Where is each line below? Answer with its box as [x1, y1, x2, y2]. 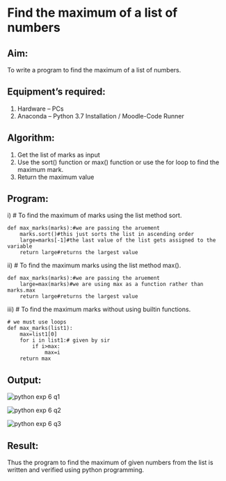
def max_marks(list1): [7, 325, 73, 332]
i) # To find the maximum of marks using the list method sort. [7, 211, 182, 220]
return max [19, 355, 51, 363]
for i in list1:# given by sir [19, 337, 111, 344]
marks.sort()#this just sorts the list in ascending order [19, 231, 195, 238]
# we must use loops [7, 319, 67, 326]
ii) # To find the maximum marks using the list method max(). [7, 261, 181, 269]
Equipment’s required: [7, 86, 106, 98]
